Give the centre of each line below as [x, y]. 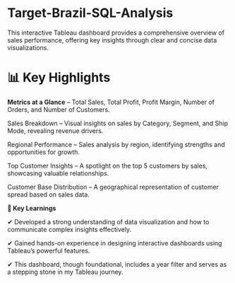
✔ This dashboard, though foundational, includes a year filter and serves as [117, 264]
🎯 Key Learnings [32, 208]
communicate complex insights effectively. [70, 229]
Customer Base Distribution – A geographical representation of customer [113, 187]
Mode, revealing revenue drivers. [55, 131]
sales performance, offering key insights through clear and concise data [112, 40]
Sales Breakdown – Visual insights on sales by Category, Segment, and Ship [117, 123]
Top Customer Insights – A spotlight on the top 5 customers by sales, [108, 166]
